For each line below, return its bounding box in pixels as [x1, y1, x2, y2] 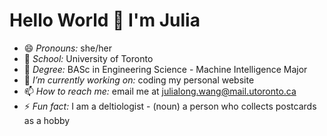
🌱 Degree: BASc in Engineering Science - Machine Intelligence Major [23, 63, 308, 75]
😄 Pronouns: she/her [23, 42, 112, 54]
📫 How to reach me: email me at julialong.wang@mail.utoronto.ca [23, 85, 297, 97]
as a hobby [23, 114, 71, 126]
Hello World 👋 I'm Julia [9, 9, 201, 32]
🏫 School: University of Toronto [23, 52, 154, 64]
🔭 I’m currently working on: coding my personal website [23, 74, 255, 86]
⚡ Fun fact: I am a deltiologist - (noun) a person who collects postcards [23, 100, 317, 112]
